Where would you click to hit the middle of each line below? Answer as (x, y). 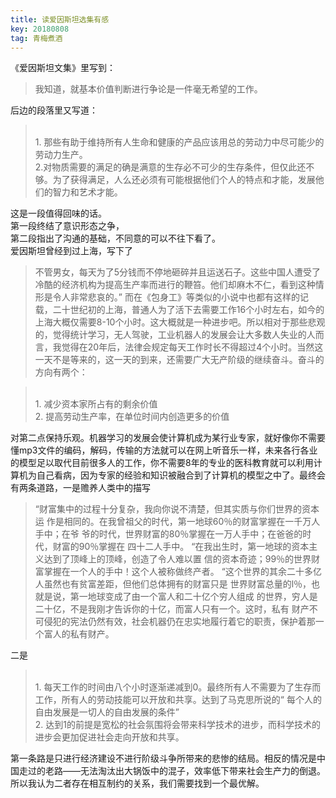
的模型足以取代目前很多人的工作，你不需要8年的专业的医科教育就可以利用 (162, 463)
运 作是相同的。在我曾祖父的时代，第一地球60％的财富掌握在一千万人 (177, 522)
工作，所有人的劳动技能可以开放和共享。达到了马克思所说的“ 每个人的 (178, 700)
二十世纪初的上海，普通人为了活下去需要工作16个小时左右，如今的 (188, 310)
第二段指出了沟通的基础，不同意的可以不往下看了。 (115, 238)
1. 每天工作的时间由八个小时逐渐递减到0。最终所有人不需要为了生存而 (178, 687)
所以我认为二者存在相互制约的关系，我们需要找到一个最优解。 (137, 783)
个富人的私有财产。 (74, 634)
